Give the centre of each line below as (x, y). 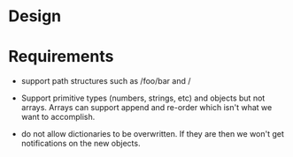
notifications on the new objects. (81, 144)
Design (35, 16)
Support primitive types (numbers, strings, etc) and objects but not (143, 98)
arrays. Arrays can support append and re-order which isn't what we (146, 108)
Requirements (61, 57)
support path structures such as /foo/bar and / (106, 81)
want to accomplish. (58, 117)
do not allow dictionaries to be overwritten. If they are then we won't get (153, 134)
